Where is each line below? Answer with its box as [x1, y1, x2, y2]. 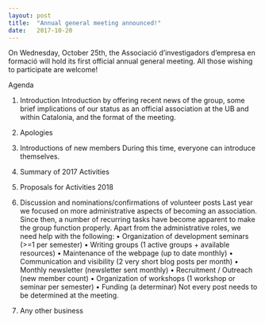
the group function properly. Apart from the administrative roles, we [19, 223, 242, 233]
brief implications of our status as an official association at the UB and [19, 104, 249, 113]
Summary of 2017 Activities [19, 167, 109, 177]
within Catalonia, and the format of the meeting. [19, 113, 176, 122]
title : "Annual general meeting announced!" [8, 19, 161, 27]
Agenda [8, 80, 34, 90]
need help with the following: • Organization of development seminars [19, 232, 249, 241]
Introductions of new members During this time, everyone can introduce [19, 144, 256, 153]
